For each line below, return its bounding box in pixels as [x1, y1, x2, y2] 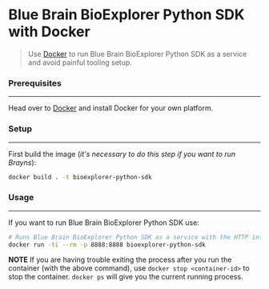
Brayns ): [8, 158, 37, 167]
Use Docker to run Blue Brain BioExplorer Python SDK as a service [27, 49, 247, 58]
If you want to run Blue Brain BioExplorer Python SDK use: [8, 218, 200, 227]
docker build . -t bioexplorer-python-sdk [8, 173, 152, 181]
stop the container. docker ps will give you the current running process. [8, 272, 243, 282]
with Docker [8, 22, 90, 41]
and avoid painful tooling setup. [27, 58, 132, 67]
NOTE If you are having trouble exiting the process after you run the [8, 255, 232, 265]
